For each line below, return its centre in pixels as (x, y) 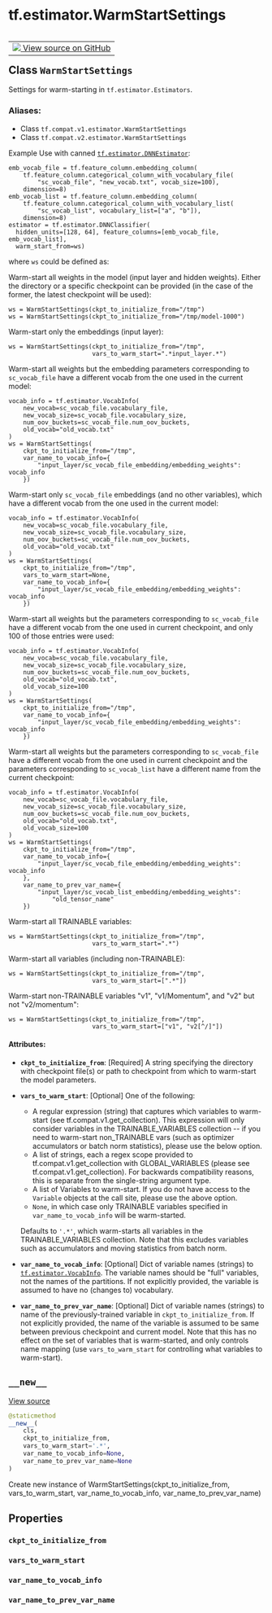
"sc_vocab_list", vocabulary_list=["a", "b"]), (119, 210)
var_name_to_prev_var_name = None (78, 1461)
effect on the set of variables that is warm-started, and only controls (134, 1340)
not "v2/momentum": (44, 1004)
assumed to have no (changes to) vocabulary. (97, 1290)
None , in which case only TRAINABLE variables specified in (130, 1206)
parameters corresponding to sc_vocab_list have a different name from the (135, 769)
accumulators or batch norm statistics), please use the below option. (147, 1146)
